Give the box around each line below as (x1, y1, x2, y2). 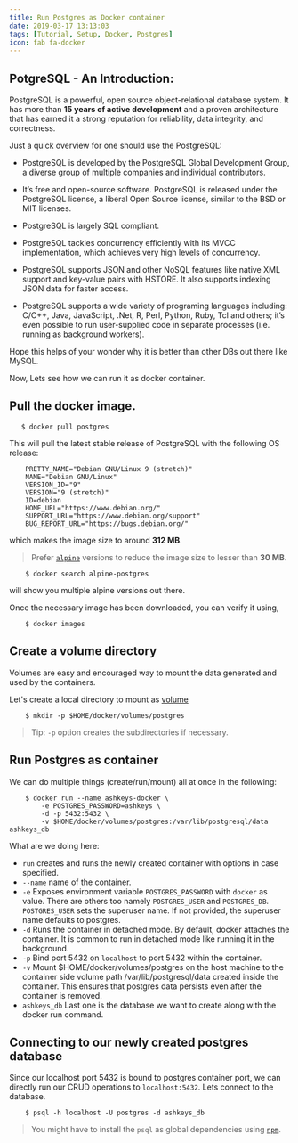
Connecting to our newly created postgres (9, 1034, 249, 1049)
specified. (21, 867, 60, 878)
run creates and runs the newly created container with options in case (21, 857, 279, 869)
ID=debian (25, 495, 62, 504)
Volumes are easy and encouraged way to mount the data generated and (9, 667, 278, 678)
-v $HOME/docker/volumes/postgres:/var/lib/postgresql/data (41, 817, 269, 826)
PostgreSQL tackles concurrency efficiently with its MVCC (21, 238, 236, 249)
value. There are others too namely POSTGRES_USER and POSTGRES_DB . (21, 895, 270, 906)
